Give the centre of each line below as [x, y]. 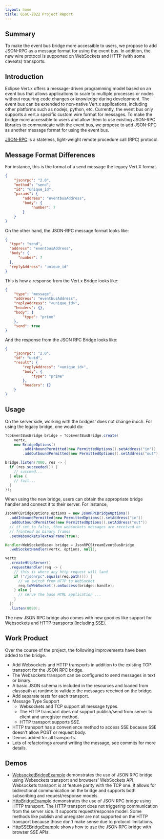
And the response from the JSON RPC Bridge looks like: [61, 340]
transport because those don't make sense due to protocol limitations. [83, 822]
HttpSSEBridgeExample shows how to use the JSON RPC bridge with [82, 827]
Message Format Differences [50, 155]
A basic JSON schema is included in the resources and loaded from [80, 685]
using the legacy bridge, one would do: [44, 427]
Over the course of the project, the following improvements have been [76, 650]
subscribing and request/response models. [55, 796]
